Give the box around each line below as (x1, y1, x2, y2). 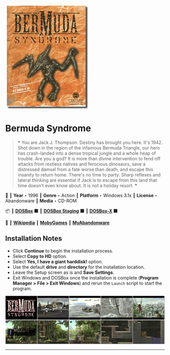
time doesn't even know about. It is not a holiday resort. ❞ (17, 182, 138, 189)
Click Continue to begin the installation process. (12, 247, 114, 254)
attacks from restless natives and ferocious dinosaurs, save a (17, 161, 146, 167)
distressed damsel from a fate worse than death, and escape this (17, 166, 153, 172)
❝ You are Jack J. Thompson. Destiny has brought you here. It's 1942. (17, 139, 163, 146)
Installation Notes (5, 234, 62, 243)
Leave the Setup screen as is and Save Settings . (12, 269, 115, 275)
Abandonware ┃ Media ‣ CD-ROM (5, 197, 77, 204)
